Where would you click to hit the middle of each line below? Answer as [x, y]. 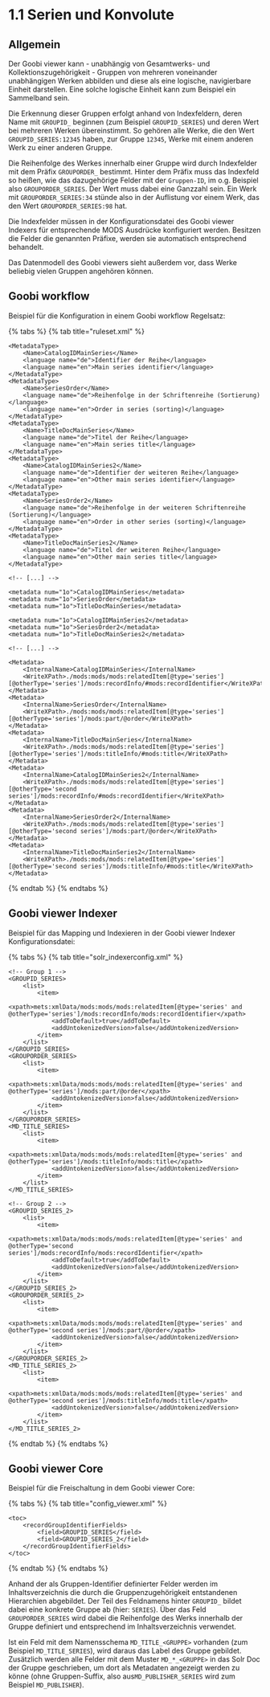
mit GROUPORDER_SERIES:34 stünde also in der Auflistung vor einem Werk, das [134, 197]
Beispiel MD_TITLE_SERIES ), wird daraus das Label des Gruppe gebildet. [125, 1651]
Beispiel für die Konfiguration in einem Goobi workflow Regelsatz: [117, 316]
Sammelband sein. [39, 98]
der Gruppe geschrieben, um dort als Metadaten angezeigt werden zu [124, 1668]
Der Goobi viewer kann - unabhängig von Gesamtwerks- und [109, 63]
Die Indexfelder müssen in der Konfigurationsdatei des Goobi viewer [121, 221]
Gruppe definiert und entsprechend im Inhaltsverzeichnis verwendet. [123, 1627]
